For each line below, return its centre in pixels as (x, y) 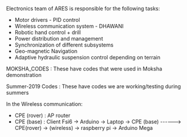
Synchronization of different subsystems (64, 45)
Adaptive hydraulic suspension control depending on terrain (87, 57)
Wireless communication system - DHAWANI (69, 26)
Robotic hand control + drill (48, 32)
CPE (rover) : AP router (42, 115)
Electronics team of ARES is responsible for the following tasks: (83, 9)
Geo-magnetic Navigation (46, 51)
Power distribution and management (59, 39)
